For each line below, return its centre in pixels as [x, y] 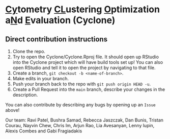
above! [12, 110]
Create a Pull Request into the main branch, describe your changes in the [89, 89]
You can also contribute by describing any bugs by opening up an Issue [81, 105]
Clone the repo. [29, 51]
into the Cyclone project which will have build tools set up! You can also [88, 62]
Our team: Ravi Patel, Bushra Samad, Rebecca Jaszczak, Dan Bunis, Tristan [84, 120]
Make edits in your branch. [41, 78]
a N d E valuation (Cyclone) [60, 20]
